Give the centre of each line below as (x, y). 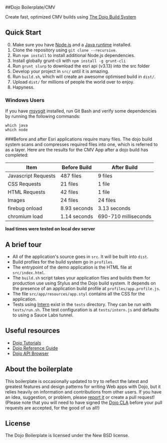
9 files (105, 176)
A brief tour (23, 244)
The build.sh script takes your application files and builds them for (81, 277)
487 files (71, 176)
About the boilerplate (39, 369)
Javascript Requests (32, 176)
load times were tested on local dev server (50, 229)
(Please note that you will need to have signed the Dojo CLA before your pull (84, 402)
